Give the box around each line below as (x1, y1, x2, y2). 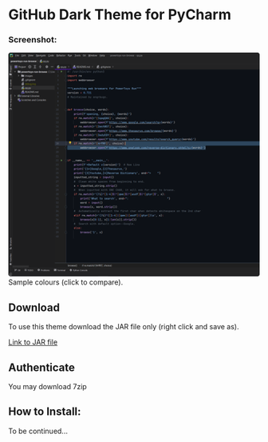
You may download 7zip (8, 382, 88, 391)
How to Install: (8, 405, 81, 419)
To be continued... (8, 426, 68, 436)
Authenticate (8, 360, 76, 374)
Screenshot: (8, 34, 57, 46)
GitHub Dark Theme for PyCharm (8, 6, 231, 24)
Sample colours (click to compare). (8, 277, 124, 287)
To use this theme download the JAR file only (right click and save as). (8, 322, 239, 332)
